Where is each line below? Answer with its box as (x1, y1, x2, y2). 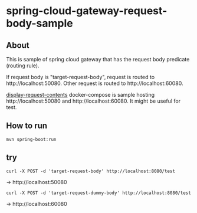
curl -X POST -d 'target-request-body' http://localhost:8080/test (6, 168, 176, 174)
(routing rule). (6, 62, 40, 69)
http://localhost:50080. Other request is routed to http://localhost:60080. (6, 80, 183, 87)
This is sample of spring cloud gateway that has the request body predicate (6, 56, 190, 63)
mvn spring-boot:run (6, 136, 57, 142)
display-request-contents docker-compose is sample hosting (6, 91, 155, 98)
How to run (6, 121, 48, 131)
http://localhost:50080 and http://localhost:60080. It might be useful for (6, 97, 181, 104)
